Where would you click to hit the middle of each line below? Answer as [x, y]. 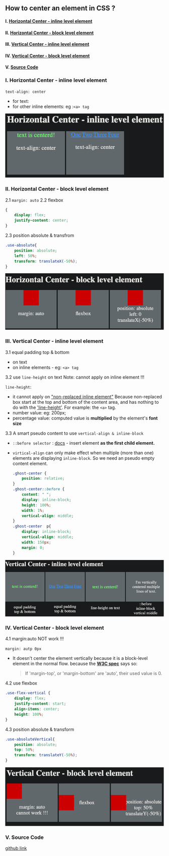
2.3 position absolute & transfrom [40, 235]
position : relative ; [43, 478]
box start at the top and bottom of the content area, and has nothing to [86, 402]
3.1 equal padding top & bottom [37, 352]
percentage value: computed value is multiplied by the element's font [85, 418]
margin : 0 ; [33, 547]
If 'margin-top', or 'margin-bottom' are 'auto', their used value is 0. [94, 674]
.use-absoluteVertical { [30, 739]
